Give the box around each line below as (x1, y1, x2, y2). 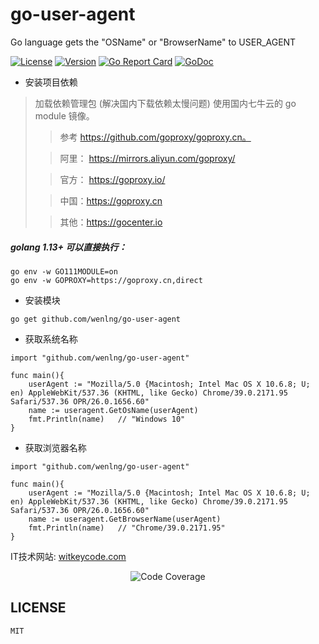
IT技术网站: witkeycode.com (10, 550, 127, 562)
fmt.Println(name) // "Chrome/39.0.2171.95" (28, 523, 226, 533)
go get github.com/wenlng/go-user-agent (10, 314, 182, 324)
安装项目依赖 (24, 76, 78, 88)
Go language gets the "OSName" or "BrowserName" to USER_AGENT (10, 36, 297, 48)
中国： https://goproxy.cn (59, 194, 163, 207)
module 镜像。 (34, 109, 95, 122)
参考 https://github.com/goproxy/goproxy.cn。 (59, 131, 252, 143)
